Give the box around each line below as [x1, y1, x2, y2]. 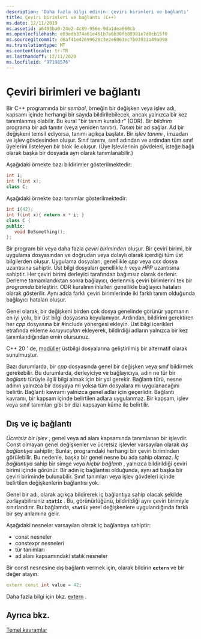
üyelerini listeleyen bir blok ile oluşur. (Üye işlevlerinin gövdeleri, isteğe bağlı [6, 143, 194, 150]
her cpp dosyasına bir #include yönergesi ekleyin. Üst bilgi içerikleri [6, 321, 174, 328]
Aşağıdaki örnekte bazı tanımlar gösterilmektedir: [6, 195, 128, 202]
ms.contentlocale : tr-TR [6, 48, 68, 54]
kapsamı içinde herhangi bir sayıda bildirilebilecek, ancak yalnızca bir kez [6, 111, 187, 118]
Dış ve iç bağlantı [6, 419, 72, 429]
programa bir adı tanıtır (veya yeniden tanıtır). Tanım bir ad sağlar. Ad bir [6, 124, 184, 131]
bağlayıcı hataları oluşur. [6, 296, 67, 303]
